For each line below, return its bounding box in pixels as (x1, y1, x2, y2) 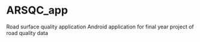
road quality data (6, 29, 49, 36)
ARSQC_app (6, 4, 68, 17)
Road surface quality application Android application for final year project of (6, 23, 194, 30)
